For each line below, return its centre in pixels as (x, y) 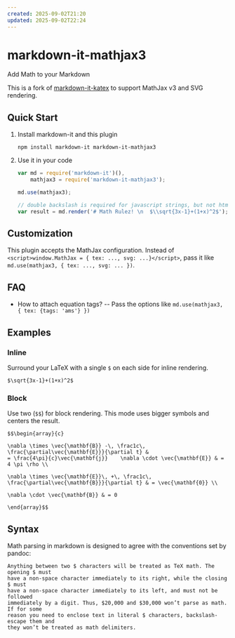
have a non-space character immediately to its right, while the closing (117, 579)
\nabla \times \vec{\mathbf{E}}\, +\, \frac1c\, (80, 477)
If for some (25, 609)
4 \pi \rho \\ (28, 465)
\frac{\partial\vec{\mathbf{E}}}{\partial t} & (78, 452)
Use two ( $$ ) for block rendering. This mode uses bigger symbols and (108, 413)
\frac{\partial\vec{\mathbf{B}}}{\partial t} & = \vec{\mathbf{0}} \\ (113, 483)
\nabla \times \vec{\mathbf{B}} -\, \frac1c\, (76, 446)
